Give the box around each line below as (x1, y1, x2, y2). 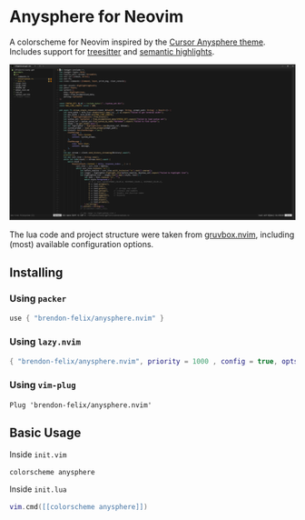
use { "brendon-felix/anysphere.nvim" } (9, 314, 165, 324)
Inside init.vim (9, 449, 67, 460)
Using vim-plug (9, 379, 76, 392)
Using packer (9, 292, 67, 305)
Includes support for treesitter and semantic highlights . (9, 45, 215, 56)
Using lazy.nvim (9, 335, 82, 348)
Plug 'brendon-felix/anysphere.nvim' (9, 400, 152, 410)
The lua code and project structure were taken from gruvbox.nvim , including (9, 229, 295, 240)
